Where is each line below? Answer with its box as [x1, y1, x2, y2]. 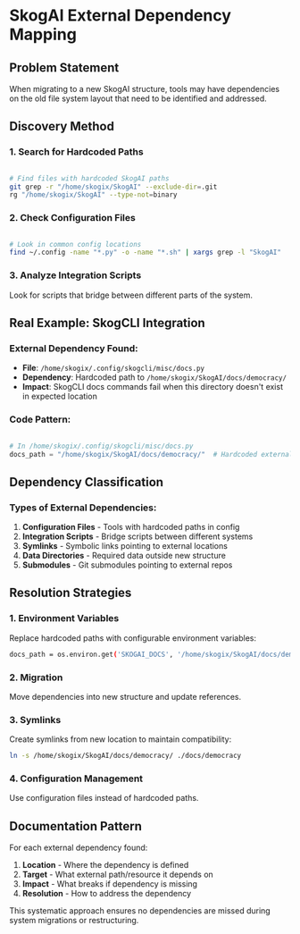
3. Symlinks [9, 713, 62, 726]
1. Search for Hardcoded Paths [9, 146, 145, 158]
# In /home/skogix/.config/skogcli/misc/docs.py [9, 442, 194, 450]
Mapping [9, 24, 78, 45]
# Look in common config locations [9, 240, 142, 248]
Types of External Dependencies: [9, 501, 157, 514]
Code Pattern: [9, 413, 71, 425]
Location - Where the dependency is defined [21, 860, 189, 871]
